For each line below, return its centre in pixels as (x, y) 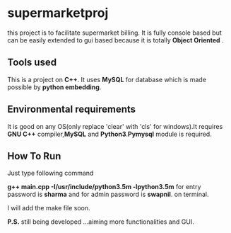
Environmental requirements (72, 109)
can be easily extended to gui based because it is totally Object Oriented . (115, 40)
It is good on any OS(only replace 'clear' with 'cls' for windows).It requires (115, 126)
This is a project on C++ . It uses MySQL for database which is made (107, 79)
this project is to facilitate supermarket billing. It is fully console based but (115, 33)
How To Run (34, 156)
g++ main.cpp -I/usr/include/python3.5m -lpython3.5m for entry (104, 187)
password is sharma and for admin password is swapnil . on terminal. (108, 194)
